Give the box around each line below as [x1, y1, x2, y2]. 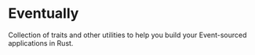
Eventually [8, 5, 79, 22]
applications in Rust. [8, 38, 74, 47]
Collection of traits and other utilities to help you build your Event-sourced [8, 30, 247, 40]
